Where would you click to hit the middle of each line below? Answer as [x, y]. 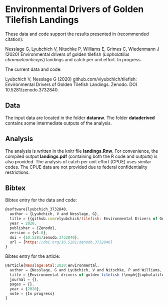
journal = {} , [24, 279]
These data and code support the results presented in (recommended [77, 34]
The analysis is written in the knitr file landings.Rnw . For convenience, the [82, 151]
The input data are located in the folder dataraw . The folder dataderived [80, 118]
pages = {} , [22, 284]
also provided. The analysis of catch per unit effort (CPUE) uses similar [78, 161]
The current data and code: [33, 69]
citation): [14, 39]
